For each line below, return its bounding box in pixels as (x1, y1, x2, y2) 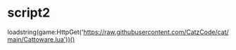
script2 (7, 5, 51, 21)
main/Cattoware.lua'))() (7, 35, 75, 43)
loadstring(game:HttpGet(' (7, 28, 84, 36)
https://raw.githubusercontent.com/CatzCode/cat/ (83, 28, 229, 36)
